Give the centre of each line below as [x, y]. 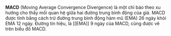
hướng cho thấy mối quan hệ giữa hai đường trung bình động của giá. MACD [85, 13]
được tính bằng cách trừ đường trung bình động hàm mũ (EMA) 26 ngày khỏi [86, 18]
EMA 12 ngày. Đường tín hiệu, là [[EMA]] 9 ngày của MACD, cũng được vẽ [82, 23]
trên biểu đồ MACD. [26, 29]
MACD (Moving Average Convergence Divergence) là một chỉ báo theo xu [83, 7]
